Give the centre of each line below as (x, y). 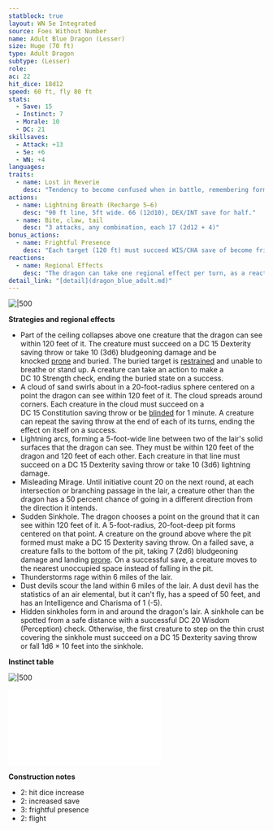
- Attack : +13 (39, 144)
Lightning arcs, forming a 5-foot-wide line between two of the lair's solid (141, 439)
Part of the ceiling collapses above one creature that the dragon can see (141, 335)
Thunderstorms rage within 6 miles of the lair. (96, 577)
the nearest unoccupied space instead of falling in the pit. (117, 568)
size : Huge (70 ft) (41, 46)
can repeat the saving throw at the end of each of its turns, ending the (137, 422)
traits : (22, 175)
